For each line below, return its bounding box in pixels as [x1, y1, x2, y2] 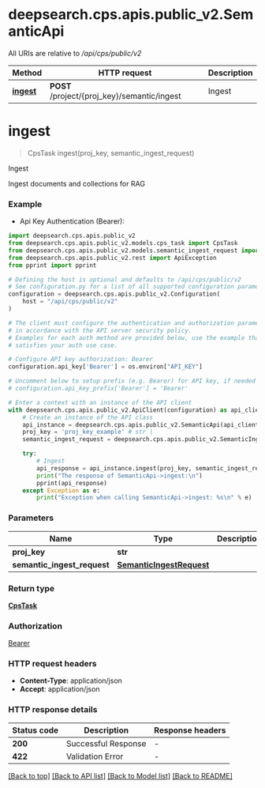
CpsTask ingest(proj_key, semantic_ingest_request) [27, 148, 195, 157]
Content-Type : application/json [19, 676, 122, 685]
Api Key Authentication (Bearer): [19, 217, 125, 226]
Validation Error [65, 751, 124, 762]
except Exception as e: [22, 486, 101, 495]
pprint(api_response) [36, 479, 108, 487]
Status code [12, 725, 59, 736]
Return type [8, 583, 55, 594]
